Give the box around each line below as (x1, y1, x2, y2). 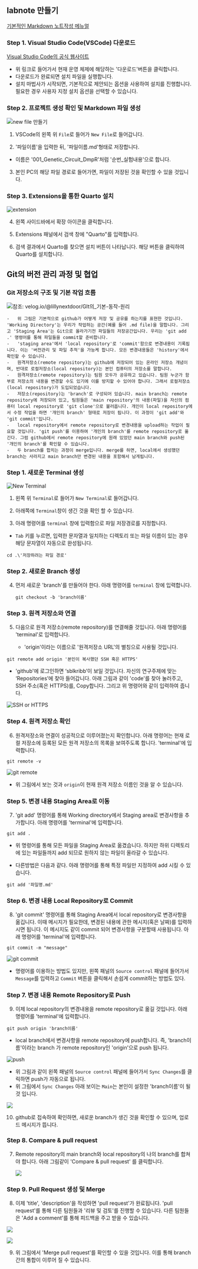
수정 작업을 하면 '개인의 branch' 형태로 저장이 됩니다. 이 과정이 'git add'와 (13, 410, 184, 416)
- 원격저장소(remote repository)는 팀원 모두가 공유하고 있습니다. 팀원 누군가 (6, 372, 183, 379)
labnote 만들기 (6, 5, 59, 16)
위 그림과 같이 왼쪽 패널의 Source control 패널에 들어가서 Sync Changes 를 (15, 1068, 186, 1075)
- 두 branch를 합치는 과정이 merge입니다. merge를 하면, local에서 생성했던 (6, 448, 180, 453)
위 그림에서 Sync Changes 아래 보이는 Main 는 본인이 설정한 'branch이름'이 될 (15, 1083, 191, 1090)
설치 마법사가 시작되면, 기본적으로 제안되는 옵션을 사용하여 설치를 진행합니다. (15, 80, 192, 87)
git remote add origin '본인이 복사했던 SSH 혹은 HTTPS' (6, 656, 138, 662)
